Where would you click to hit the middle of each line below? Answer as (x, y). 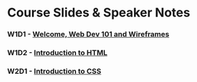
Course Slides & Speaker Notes (99, 13)
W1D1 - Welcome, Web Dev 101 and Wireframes (88, 34)
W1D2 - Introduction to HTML (57, 53)
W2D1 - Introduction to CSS (54, 71)
